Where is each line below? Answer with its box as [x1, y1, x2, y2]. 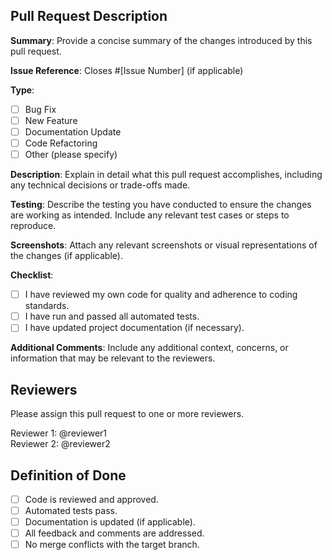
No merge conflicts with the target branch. [24, 539, 200, 551]
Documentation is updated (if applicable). [24, 516, 196, 528]
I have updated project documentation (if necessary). [24, 322, 245, 334]
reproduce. [10, 220, 57, 232]
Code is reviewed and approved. [24, 493, 159, 505]
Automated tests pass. [24, 505, 118, 516]
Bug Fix [24, 103, 57, 115]
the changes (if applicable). [10, 250, 123, 262]
